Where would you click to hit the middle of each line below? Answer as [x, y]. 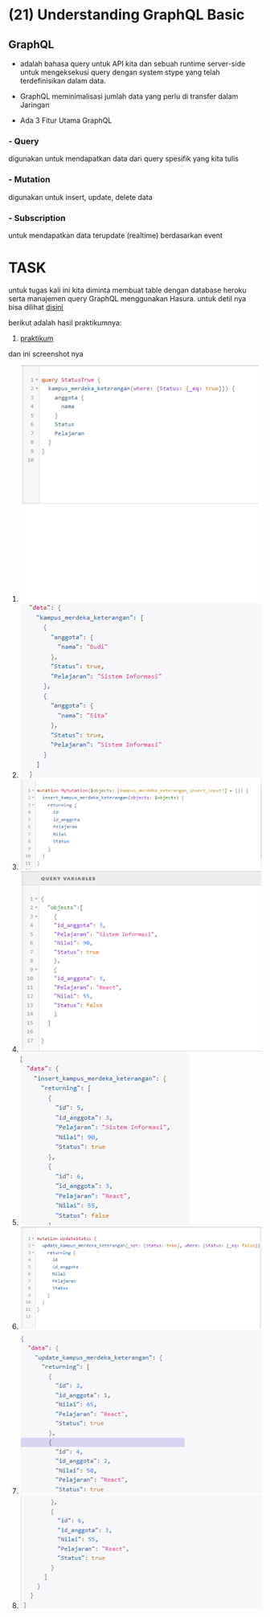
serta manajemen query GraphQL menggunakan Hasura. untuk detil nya [127, 298]
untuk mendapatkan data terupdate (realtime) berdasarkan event [116, 235]
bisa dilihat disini [36, 307]
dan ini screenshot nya [46, 353]
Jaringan [35, 105]
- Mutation [29, 180]
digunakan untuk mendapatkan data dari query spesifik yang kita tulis [124, 159]
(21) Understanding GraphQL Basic [127, 15]
